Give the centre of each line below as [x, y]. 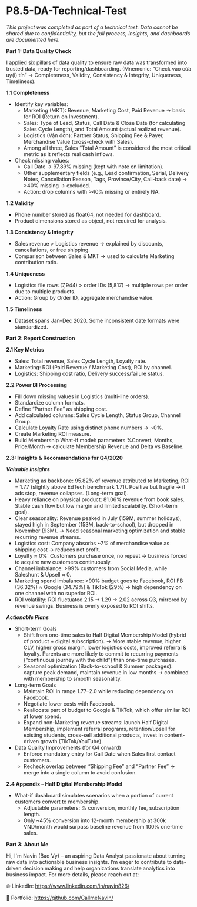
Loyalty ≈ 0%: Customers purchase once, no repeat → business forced [101, 555]
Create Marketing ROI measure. [53, 433]
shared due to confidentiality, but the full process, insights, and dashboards [98, 33]
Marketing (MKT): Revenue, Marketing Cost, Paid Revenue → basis [104, 110]
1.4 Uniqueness [26, 274]
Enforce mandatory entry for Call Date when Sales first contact [99, 754]
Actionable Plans [27, 617]
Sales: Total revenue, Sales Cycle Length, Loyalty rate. [81, 361]
